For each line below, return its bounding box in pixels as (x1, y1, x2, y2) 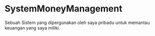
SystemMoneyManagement (4, 3, 123, 14)
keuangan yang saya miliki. (4, 24, 60, 30)
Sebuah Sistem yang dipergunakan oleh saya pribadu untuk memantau (4, 19, 150, 25)
